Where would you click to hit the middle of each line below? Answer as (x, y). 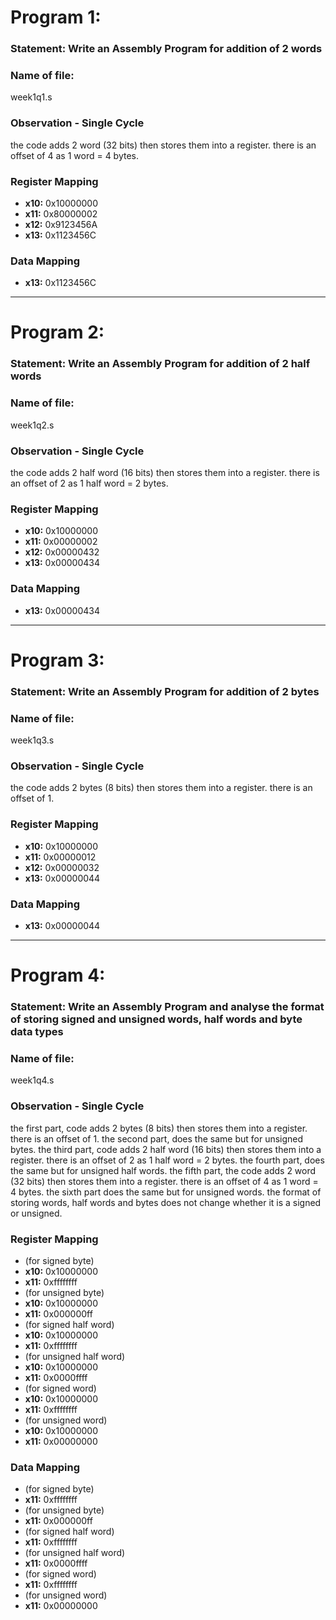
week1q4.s (32, 1080)
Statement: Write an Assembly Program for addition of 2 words (166, 49)
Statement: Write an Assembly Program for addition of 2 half (160, 364)
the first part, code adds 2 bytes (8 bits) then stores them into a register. (159, 1128)
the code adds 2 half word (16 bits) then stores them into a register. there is (165, 472)
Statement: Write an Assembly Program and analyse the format (167, 1006)
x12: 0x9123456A (61, 224)
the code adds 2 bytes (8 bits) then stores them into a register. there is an (161, 788)
